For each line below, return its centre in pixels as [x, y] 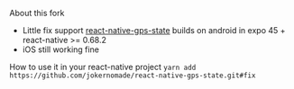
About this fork [37, 13]
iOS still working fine [60, 49]
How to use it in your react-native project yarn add [103, 67]
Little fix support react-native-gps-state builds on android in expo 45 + [154, 30]
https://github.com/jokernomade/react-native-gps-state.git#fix [133, 76]
